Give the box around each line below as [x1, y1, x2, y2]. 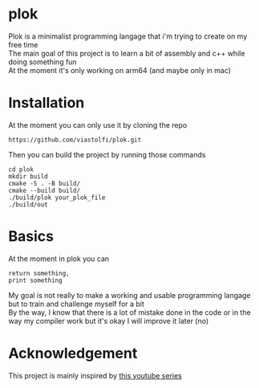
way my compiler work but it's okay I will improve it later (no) [8, 316, 209, 325]
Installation [8, 94, 85, 112]
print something [8, 276, 63, 284]
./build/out [8, 200, 48, 209]
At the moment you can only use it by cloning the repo [8, 120, 188, 129]
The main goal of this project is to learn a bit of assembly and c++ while [8, 48, 245, 58]
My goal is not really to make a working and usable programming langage [8, 290, 251, 300]
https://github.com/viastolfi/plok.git [8, 136, 142, 144]
